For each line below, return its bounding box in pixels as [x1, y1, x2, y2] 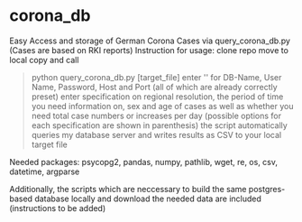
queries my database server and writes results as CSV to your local [31, 129, 282, 140]
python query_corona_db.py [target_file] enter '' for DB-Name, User [31, 71, 282, 82]
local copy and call [9, 54, 79, 65]
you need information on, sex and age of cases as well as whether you [31, 100, 295, 111]
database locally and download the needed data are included [34, 193, 261, 204]
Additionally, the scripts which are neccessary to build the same [9, 183, 247, 194]
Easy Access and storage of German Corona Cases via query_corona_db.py [9, 35, 291, 46]
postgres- [248, 183, 286, 194]
